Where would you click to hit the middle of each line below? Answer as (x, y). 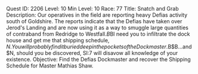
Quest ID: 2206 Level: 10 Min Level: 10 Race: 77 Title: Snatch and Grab (92, 9)
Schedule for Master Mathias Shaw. (50, 66)
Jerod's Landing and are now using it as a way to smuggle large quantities (98, 27)
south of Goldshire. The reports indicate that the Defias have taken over (94, 21)
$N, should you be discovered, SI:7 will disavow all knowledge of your (92, 53)
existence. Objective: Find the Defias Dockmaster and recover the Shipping (98, 59)
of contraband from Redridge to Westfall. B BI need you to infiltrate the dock (98, 34)
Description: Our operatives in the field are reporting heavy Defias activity (97, 15)
